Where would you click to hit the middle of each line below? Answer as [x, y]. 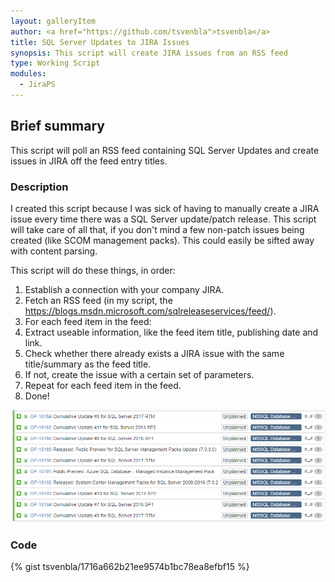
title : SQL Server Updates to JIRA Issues [100, 42]
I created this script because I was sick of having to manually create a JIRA [165, 208]
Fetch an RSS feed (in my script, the [98, 300]
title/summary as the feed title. [88, 364]
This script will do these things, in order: [93, 270]
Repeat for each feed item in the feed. [103, 385]
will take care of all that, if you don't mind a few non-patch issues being [157, 229]
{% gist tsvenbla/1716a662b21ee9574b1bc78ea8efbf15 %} [130, 567]
